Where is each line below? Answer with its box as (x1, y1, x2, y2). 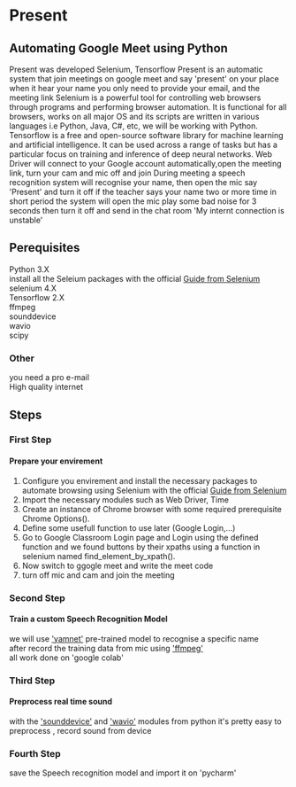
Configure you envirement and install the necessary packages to (21, 475, 258, 486)
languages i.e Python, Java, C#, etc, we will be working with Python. (9, 121, 258, 131)
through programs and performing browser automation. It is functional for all (9, 102, 287, 112)
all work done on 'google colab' (9, 652, 124, 663)
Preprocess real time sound (9, 697, 113, 707)
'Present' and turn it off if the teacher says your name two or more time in (9, 187, 277, 197)
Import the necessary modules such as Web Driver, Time (21, 494, 230, 505)
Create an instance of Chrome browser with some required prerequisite (21, 503, 283, 514)
